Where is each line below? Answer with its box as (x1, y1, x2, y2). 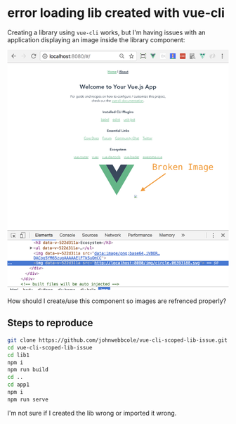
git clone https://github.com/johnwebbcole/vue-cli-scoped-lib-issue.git (7, 336, 228, 344)
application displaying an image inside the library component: (7, 35, 185, 44)
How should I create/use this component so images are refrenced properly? (7, 297, 227, 305)
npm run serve (7, 396, 49, 403)
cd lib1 (7, 352, 30, 359)
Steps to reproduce (7, 317, 93, 329)
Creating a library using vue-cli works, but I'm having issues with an (7, 28, 206, 37)
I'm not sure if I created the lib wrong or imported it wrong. (7, 409, 177, 417)
